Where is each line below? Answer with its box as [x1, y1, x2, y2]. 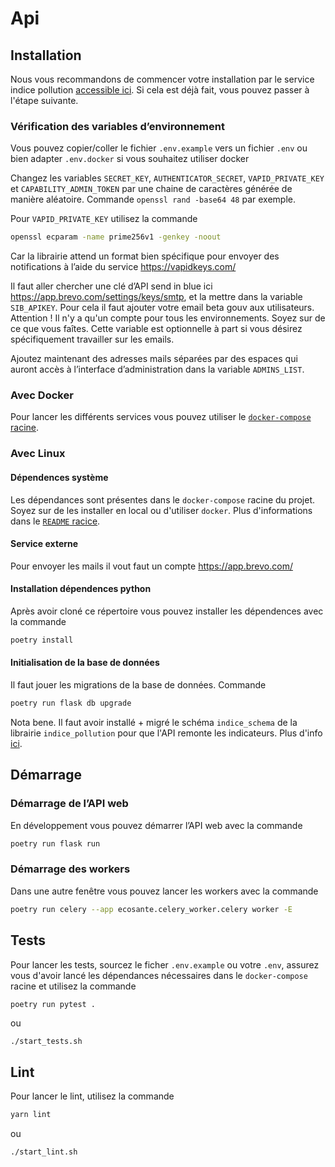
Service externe [10, 538, 79, 550]
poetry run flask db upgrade [10, 698, 132, 709]
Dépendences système [10, 471, 109, 483]
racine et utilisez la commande [10, 980, 137, 992]
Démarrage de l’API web [10, 797, 129, 811]
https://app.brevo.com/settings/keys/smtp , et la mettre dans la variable [10, 291, 303, 303]
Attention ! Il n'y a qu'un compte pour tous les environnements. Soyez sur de [10, 312, 326, 324]
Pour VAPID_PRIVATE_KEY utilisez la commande [10, 213, 198, 225]
